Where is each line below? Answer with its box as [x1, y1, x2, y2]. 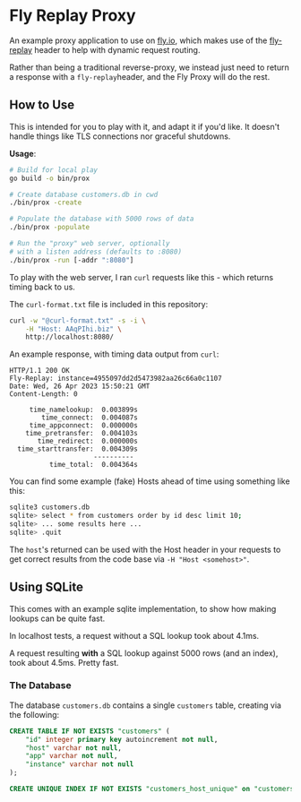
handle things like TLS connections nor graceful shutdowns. [9, 131, 231, 142]
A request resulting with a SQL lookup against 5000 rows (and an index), [9, 647, 279, 659]
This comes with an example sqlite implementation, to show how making [9, 603, 277, 614]
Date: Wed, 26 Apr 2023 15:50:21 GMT [9, 382, 150, 391]
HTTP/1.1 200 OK [9, 367, 70, 375]
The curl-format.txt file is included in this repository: [9, 298, 209, 309]
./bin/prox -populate [9, 223, 90, 232]
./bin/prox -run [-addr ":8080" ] [9, 255, 134, 264]
